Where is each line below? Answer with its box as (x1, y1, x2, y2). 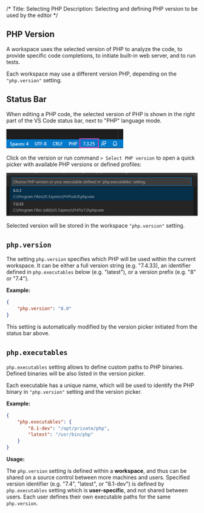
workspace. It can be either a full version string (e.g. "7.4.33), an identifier (6, 262, 191, 270)
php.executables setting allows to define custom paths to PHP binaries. (6, 363, 184, 371)
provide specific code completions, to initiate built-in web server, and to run (6, 52, 196, 59)
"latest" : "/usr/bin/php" (28, 431, 94, 438)
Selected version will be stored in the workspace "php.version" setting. (6, 222, 185, 229)
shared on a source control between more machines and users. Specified (6, 474, 190, 481)
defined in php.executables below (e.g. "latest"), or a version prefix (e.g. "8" (6, 268, 196, 276)
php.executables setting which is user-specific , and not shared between (6, 487, 188, 494)
